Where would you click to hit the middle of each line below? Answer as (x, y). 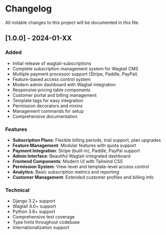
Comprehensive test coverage (43, 217)
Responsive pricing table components (51, 90)
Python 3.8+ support (34, 212)
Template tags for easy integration (48, 100)
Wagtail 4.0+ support (34, 206)
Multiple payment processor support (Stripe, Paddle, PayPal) (75, 74)
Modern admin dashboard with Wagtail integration (64, 84)
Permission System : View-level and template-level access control (80, 166)
